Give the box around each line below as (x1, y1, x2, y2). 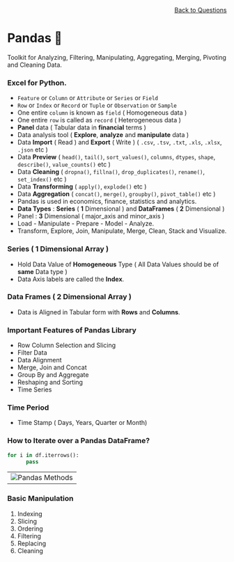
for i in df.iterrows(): (7, 451, 79, 458)
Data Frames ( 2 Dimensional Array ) (7, 292, 132, 302)
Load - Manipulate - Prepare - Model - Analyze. (17, 219, 155, 228)
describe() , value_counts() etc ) (17, 160, 111, 169)
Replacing (17, 539, 47, 547)
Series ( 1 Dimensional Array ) (7, 244, 109, 254)
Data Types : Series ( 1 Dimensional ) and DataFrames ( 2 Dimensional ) (17, 204, 225, 213)
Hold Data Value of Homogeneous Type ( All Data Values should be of (17, 260, 219, 268)
